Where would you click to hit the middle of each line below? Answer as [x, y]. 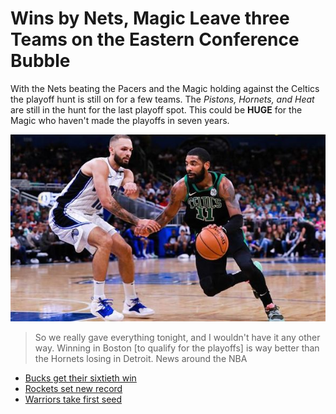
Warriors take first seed [73, 399]
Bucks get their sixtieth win [80, 378]
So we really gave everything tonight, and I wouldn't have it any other [177, 337]
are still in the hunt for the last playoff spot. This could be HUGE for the [156, 109]
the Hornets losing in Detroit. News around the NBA [141, 358]
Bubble [40, 61]
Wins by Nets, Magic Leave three [150, 18]
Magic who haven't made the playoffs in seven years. [120, 120]
